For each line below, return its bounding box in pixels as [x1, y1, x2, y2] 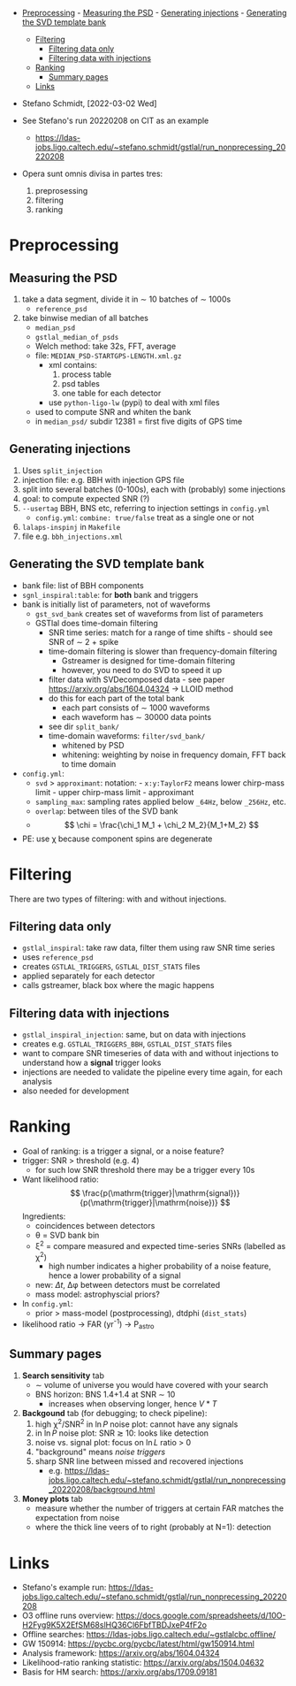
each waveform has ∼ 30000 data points [61, 711, 212, 722]
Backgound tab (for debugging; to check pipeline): [21, 1407, 208, 1418]
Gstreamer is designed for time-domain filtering [61, 655, 236, 666]
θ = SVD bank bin [34, 1230, 100, 1241]
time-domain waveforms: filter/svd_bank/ [48, 730, 206, 741]
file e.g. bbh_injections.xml [21, 531, 124, 541]
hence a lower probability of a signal [48, 1270, 181, 1281]
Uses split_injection [21, 464, 103, 476]
